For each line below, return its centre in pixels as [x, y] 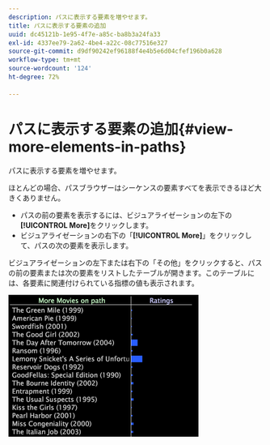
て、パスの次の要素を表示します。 [76, 245]
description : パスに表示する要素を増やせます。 [80, 17]
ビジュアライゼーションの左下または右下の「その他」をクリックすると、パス [135, 263]
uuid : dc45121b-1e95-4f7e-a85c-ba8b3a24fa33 [84, 34]
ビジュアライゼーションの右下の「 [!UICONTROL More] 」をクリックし [136, 235]
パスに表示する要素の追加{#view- [121, 129]
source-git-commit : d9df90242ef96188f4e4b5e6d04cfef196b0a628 [115, 51]
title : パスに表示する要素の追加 [57, 26]
